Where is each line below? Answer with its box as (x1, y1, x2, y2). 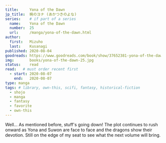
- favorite (9, 104, 32, 108)
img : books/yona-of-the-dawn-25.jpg (5, 58, 94, 63)
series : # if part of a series (5, 16, 77, 21)
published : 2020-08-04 (5, 48, 52, 53)
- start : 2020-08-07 (9, 71, 52, 76)
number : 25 (9, 26, 35, 31)
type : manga (5, 80, 30, 85)
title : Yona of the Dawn (5, 7, 65, 12)
